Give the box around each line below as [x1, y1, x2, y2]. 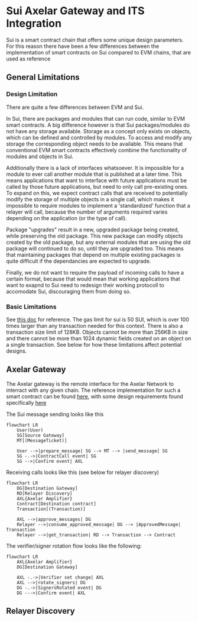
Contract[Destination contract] [17, 501, 96, 507]
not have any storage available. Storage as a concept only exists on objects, [6, 127, 191, 134]
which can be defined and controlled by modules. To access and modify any [6, 134, 192, 141]
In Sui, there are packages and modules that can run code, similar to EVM [6, 115, 185, 122]
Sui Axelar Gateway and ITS [6, 4, 145, 18]
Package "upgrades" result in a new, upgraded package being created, [6, 226, 179, 233]
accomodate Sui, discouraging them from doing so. [6, 288, 131, 295]
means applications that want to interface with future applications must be [6, 176, 187, 184]
